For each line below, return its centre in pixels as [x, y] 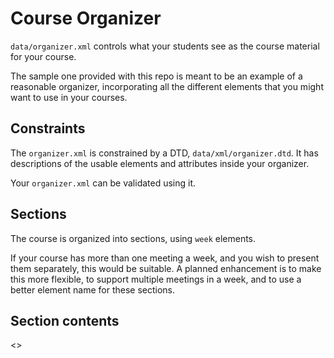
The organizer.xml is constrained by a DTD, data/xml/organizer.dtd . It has [164, 153]
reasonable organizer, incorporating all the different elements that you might [167, 86]
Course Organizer [86, 18]
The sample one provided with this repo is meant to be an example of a [156, 76]
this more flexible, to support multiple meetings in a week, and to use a [156, 279]
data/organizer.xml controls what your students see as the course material [165, 46]
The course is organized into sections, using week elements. [133, 238]
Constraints [48, 128]
